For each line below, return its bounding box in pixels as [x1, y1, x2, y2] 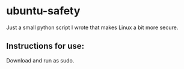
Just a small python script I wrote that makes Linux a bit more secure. [6, 24, 179, 31]
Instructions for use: [6, 41, 85, 51]
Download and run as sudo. [6, 57, 75, 64]
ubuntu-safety [6, 4, 81, 18]
